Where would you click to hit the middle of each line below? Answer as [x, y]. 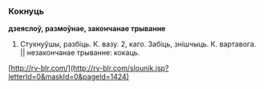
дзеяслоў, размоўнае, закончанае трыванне [87, 29]
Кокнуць [26, 11]
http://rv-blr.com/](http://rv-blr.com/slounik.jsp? [90, 68]
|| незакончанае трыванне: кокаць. [80, 53]
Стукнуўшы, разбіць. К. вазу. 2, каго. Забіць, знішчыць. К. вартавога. [138, 44]
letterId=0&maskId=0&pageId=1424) [69, 77]
